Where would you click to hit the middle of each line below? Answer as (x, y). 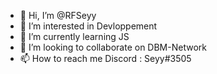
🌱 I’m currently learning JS (74, 36)
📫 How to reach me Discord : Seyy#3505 (105, 58)
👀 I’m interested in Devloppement (88, 26)
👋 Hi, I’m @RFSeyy (58, 15)
